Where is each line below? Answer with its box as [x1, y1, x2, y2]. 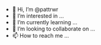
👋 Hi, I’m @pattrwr [12, 6, 59, 13]
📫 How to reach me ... [12, 32, 69, 39]
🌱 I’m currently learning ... [12, 19, 78, 26]
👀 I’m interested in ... [12, 12, 64, 19]
